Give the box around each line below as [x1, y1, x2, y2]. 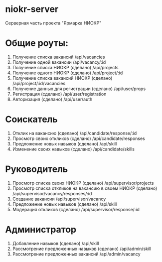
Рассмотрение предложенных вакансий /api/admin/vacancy [12, 251, 141, 257]
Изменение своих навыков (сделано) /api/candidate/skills [12, 146, 135, 152]
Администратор [5, 224, 76, 235]
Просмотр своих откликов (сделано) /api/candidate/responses [12, 135, 146, 141]
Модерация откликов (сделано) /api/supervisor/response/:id [12, 206, 140, 212]
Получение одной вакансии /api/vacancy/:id [12, 59, 106, 65]
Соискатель [5, 114, 58, 125]
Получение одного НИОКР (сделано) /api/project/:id [12, 70, 123, 76]
